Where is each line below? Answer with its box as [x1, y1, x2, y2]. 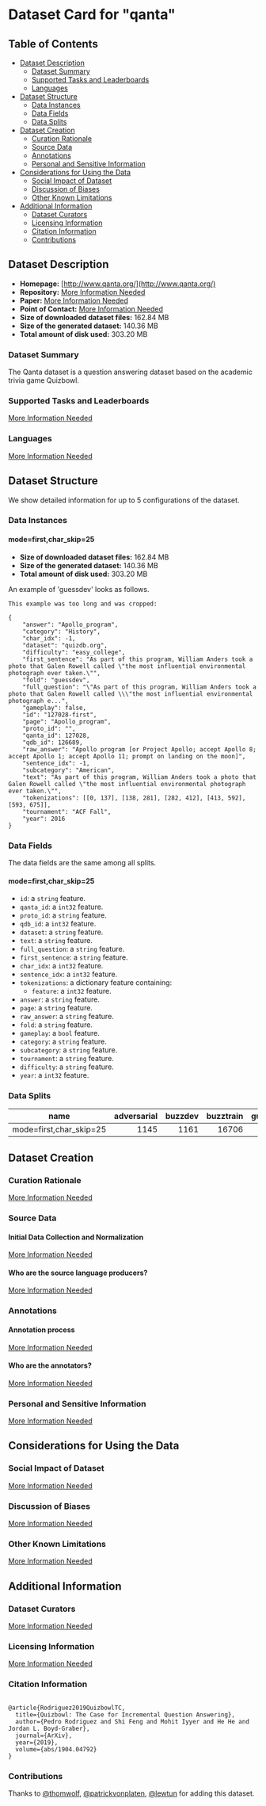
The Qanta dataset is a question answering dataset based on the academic [8, 367, 253, 377]
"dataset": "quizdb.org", [22, 641, 108, 649]
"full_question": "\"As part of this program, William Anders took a [22, 683, 257, 691]
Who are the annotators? [8, 1361, 93, 1370]
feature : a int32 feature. [31, 987, 112, 996]
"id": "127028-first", [22, 711, 97, 719]
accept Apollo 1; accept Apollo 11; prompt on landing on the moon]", [8, 752, 246, 760]
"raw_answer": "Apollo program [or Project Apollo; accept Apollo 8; [22, 745, 257, 754]
